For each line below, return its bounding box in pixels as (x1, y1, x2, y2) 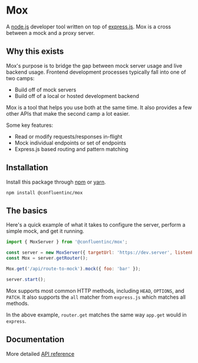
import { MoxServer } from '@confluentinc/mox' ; (6, 239, 128, 245)
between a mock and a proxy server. (6, 29, 95, 36)
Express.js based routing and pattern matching (14, 145, 128, 152)
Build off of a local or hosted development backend (14, 92, 140, 99)
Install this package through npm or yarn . (6, 178, 106, 185)
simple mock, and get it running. (6, 228, 84, 235)
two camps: (6, 74, 35, 81)
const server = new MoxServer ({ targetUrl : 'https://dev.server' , (6, 250, 173, 256)
